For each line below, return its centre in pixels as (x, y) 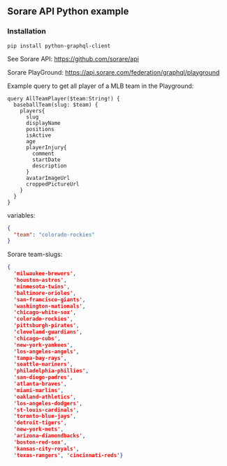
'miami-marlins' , (39, 390)
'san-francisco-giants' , (50, 299)
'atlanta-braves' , (41, 384)
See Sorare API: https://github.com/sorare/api (73, 59)
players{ (32, 111)
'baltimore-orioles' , (45, 293)
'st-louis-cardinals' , (46, 410)
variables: (21, 215)
